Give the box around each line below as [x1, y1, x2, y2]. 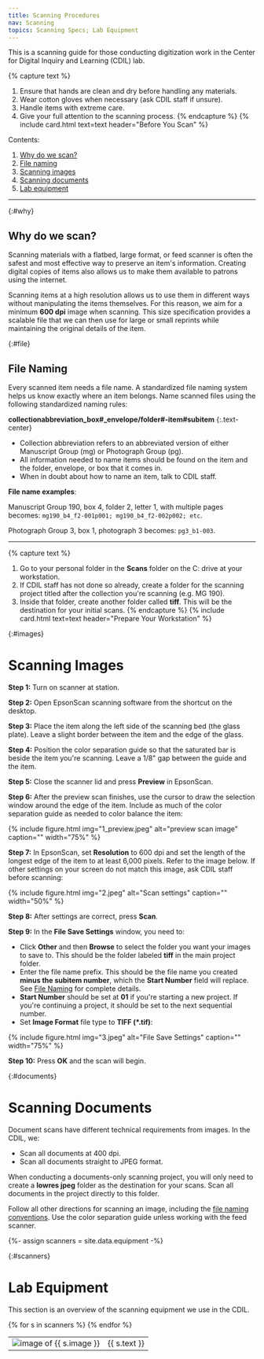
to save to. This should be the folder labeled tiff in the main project [19, 950, 236, 959]
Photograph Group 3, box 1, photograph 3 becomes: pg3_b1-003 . [8, 526, 216, 535]
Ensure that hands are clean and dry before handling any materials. [19, 87, 237, 96]
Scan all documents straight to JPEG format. [19, 1157, 163, 1166]
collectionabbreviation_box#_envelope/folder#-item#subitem [8, 414, 214, 424]
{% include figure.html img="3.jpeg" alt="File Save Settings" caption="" [8, 1032, 241, 1042]
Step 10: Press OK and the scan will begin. [8, 1055, 147, 1066]
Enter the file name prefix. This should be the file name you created [19, 967, 238, 976]
